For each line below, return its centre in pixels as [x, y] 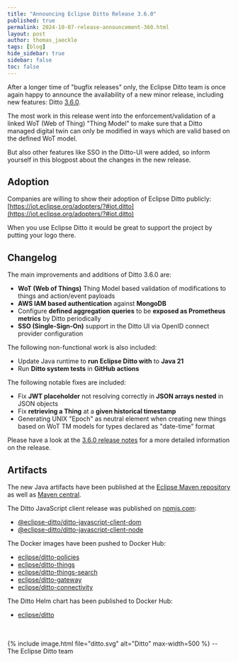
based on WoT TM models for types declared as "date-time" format [116, 426]
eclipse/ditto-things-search [57, 573]
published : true [31, 21]
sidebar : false [30, 60]
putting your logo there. [42, 236]
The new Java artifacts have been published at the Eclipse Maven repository [119, 487]
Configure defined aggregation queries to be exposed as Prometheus [121, 311]
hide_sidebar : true [36, 54]
